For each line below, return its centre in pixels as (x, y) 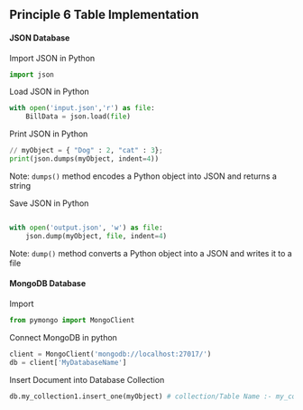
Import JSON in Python (52, 58)
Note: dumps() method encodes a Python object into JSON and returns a (143, 176)
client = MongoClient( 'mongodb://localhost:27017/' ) (110, 354)
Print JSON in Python (49, 134)
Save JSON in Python (49, 203)
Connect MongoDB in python (63, 337)
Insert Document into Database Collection (87, 379)
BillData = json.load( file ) (78, 116)
